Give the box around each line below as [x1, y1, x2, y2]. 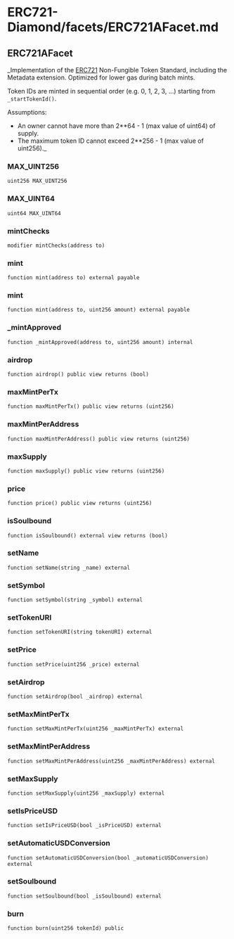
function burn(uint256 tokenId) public [7, 925, 124, 932]
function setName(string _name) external [7, 564, 131, 571]
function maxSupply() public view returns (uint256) [7, 467, 165, 475]
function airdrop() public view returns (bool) [7, 371, 150, 378]
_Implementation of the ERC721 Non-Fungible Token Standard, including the [7, 66, 228, 74]
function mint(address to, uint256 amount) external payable [7, 307, 190, 314]
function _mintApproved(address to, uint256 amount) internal [7, 338, 193, 345]
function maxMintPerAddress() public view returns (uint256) [7, 435, 190, 442]
